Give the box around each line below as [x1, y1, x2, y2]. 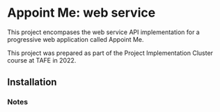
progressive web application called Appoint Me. [7, 35, 144, 43]
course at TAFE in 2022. [7, 56, 77, 64]
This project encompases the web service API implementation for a [7, 28, 200, 36]
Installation [7, 77, 57, 88]
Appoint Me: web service [7, 5, 156, 21]
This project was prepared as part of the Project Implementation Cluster [7, 49, 214, 57]
